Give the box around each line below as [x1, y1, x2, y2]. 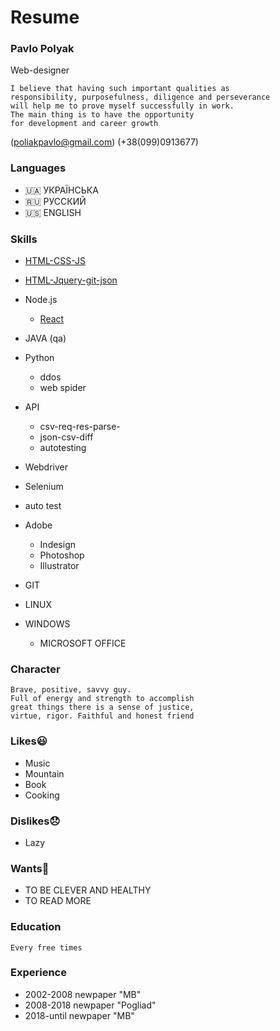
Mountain [24, 767, 65, 780]
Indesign [39, 539, 76, 551]
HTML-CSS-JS [24, 255, 87, 267]
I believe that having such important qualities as [10, 84, 230, 94]
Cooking [24, 789, 60, 801]
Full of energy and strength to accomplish [10, 694, 195, 704]
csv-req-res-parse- [39, 421, 121, 433]
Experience [10, 966, 67, 980]
